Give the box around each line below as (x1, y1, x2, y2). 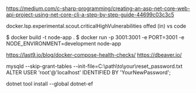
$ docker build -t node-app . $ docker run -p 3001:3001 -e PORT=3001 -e (6, 34, 185, 40)
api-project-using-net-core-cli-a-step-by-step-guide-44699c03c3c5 (6, 11, 174, 18)
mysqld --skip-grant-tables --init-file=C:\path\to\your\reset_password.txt (6, 63, 183, 70)
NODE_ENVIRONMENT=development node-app (6, 40, 121, 47)
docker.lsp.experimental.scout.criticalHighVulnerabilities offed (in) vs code (6, 23, 187, 29)
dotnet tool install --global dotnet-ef (6, 80, 93, 87)
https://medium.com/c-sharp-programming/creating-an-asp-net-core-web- (6, 5, 191, 12)
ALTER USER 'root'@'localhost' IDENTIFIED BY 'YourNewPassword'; (6, 69, 171, 75)
